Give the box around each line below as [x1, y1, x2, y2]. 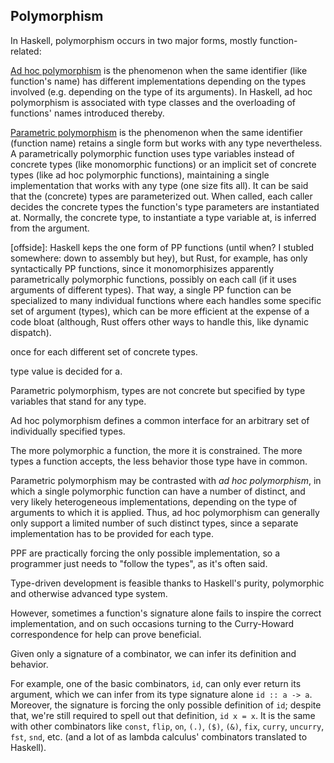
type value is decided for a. [10, 365, 123, 377]
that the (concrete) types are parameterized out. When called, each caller [10, 190, 313, 202]
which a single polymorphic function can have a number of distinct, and [10, 485, 306, 497]
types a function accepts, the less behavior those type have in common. [10, 455, 308, 467]
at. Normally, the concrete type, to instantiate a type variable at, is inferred [10, 211, 317, 223]
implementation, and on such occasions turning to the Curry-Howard [10, 617, 295, 629]
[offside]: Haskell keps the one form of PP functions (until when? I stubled [10, 241, 315, 253]
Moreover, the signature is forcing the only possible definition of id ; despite [10, 699, 322, 711]
